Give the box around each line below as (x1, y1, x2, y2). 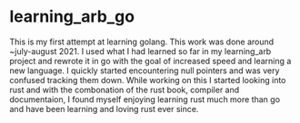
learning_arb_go (9, 6, 135, 27)
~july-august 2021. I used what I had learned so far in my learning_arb (9, 45, 272, 56)
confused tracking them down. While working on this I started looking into (9, 74, 286, 85)
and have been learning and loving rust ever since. (9, 103, 199, 114)
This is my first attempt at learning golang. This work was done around (9, 36, 275, 47)
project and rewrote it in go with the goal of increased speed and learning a (9, 55, 292, 66)
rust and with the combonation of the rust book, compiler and (9, 84, 240, 95)
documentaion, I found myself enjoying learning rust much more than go (9, 93, 280, 105)
